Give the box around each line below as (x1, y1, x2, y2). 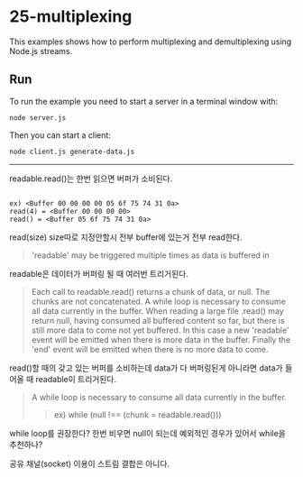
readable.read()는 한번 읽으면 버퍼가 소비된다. (9, 173, 173, 184)
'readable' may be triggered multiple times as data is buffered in (31, 250, 270, 261)
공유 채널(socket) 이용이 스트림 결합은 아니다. (9, 458, 170, 469)
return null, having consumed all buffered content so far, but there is (31, 315, 286, 326)
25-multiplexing (9, 6, 133, 27)
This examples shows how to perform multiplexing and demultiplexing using (9, 36, 292, 47)
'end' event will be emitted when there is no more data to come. (31, 344, 269, 354)
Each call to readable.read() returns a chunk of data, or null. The (31, 286, 271, 297)
